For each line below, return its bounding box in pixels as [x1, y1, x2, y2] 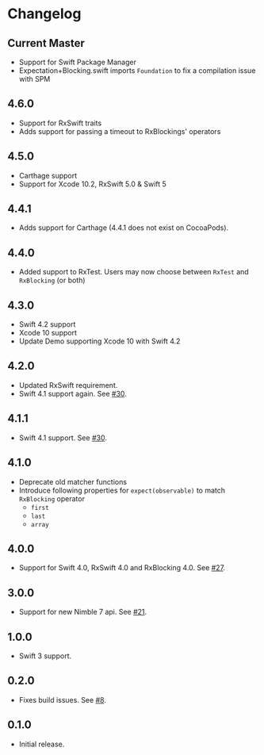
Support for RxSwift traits [18, 118, 102, 128]
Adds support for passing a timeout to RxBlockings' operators [18, 126, 221, 136]
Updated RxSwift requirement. [18, 380, 118, 389]
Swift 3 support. [18, 651, 72, 661]
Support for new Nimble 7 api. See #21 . [18, 607, 147, 617]
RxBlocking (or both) [18, 275, 86, 286]
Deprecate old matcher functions [18, 477, 128, 486]
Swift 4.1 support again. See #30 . [18, 389, 128, 398]
